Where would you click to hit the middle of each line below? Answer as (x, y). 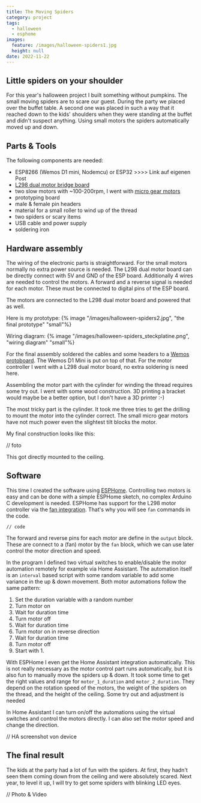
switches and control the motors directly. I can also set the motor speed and (100, 718)
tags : (13, 23)
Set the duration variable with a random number (74, 599)
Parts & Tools (31, 146)
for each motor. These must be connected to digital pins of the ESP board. (98, 288)
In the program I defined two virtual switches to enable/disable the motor (96, 562)
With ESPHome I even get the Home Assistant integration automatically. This (100, 662)
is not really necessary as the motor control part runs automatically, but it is (100, 668)
